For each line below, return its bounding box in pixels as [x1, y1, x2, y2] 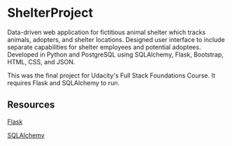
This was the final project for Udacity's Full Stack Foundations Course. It [7, 71, 215, 80]
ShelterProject [7, 5, 93, 21]
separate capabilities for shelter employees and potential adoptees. [7, 43, 201, 51]
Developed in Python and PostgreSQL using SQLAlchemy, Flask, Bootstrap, [7, 50, 224, 59]
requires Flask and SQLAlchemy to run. [7, 78, 120, 87]
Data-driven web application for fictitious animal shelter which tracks [7, 28, 206, 36]
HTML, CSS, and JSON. [7, 57, 75, 66]
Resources [7, 99, 55, 111]
